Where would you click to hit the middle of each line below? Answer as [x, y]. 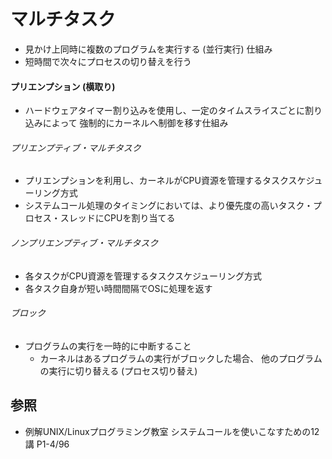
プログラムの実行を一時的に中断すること [108, 346]
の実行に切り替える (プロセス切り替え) [118, 371]
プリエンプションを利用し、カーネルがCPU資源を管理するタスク [156, 181]
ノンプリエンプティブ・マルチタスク [84, 242]
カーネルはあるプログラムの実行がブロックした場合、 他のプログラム [181, 358]
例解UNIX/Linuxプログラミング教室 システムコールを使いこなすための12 [172, 431]
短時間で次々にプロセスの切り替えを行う [108, 61]
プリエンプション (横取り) [63, 86]
